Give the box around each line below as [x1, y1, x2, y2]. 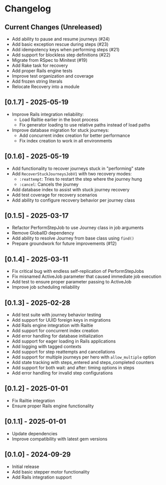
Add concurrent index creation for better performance [19, 132, 130, 138]
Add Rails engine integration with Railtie [11, 322, 93, 329]
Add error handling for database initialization [11, 333, 103, 339]
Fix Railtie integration [11, 397, 55, 403]
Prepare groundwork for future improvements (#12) [11, 241, 117, 246]
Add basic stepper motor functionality [11, 469, 90, 475]
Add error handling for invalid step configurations [11, 370, 113, 376]
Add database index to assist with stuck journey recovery [11, 186, 130, 192]
